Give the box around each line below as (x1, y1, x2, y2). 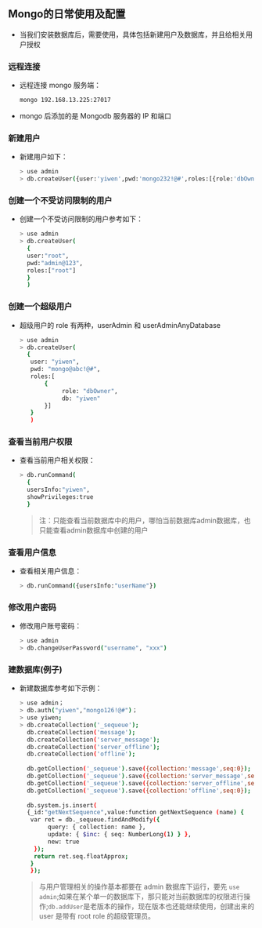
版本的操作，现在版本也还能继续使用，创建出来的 (96, 901, 255, 912)
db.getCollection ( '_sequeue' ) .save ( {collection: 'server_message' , (27, 772, 248, 781)
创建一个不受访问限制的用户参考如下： (19, 214, 143, 224)
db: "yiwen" (61, 395, 101, 402)
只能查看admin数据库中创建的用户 (38, 525, 149, 535)
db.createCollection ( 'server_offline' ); (27, 743, 160, 751)
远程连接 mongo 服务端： (19, 81, 102, 90)
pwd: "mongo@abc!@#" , (30, 366, 101, 373)
